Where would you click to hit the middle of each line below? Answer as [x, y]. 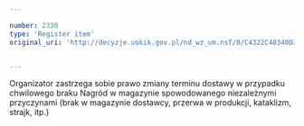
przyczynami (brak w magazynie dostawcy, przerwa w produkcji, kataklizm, [151, 103]
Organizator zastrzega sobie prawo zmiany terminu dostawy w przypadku [147, 84]
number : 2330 [34, 25]
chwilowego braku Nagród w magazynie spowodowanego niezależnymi [143, 93]
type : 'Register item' [52, 34]
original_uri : [36, 42]
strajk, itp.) [29, 112]
